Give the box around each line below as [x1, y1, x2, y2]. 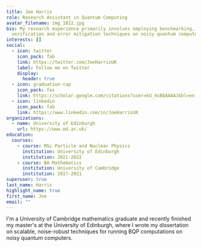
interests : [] [6, 37, 42, 43]
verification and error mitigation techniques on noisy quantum [11, 31, 176, 37]
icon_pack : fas [17, 87, 55, 93]
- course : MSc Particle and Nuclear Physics [17, 142, 130, 149]
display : [17, 70, 39, 76]
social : [6, 43, 26, 49]
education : [6, 132, 34, 138]
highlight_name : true [6, 188, 61, 194]
